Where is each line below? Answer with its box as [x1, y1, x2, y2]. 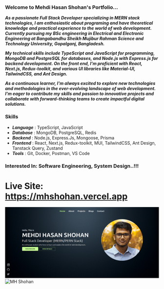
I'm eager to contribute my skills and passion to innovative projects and [5, 91, 154, 96]
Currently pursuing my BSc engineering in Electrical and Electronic [5, 31, 144, 37]
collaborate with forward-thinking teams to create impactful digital [5, 96, 145, 102]
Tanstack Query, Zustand [12, 145, 63, 151]
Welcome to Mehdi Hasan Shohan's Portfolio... [5, 4, 118, 11]
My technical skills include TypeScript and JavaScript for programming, [5, 50, 155, 56]
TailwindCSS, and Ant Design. [5, 71, 67, 77]
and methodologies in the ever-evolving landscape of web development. [5, 86, 156, 92]
